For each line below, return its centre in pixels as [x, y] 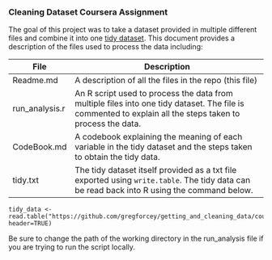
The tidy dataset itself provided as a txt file [155, 170]
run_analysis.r [39, 109]
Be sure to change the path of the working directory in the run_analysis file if [136, 239]
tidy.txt [25, 180]
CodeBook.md [40, 147]
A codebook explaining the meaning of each [158, 137]
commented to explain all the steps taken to [157, 114]
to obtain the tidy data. [117, 157]
